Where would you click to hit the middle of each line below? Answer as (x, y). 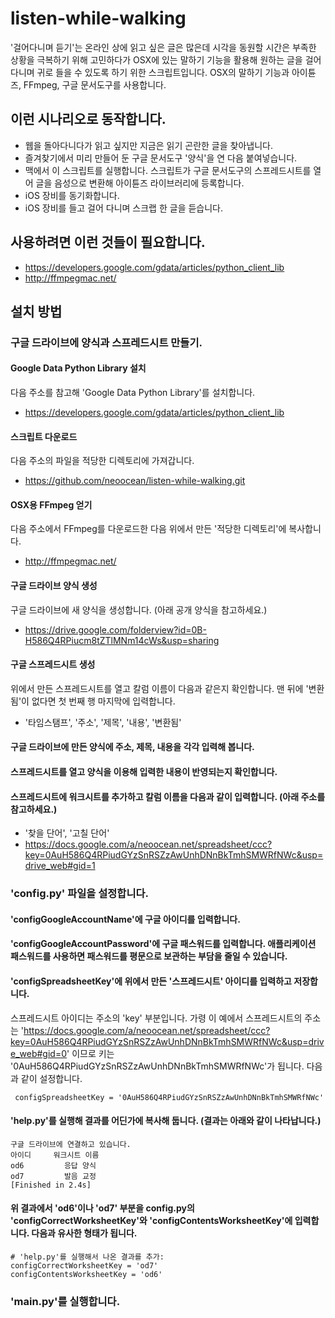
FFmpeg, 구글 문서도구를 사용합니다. (95, 84)
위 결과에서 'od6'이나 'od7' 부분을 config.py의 (102, 1208)
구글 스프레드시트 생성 (53, 664)
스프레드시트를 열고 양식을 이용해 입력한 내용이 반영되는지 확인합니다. (144, 772)
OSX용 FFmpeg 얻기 (51, 504)
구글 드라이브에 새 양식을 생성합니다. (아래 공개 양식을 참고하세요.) (139, 609)
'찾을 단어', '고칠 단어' (67, 833)
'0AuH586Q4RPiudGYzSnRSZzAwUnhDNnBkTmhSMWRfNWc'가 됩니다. (157, 1066)
